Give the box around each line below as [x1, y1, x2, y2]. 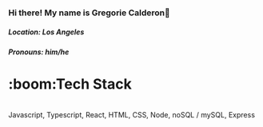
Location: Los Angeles [8, 27, 85, 37]
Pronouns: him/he [8, 47, 70, 57]
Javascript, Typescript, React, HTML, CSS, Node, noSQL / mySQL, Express [8, 109, 256, 119]
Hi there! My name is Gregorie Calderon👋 [8, 7, 170, 18]
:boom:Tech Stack [8, 75, 132, 93]
